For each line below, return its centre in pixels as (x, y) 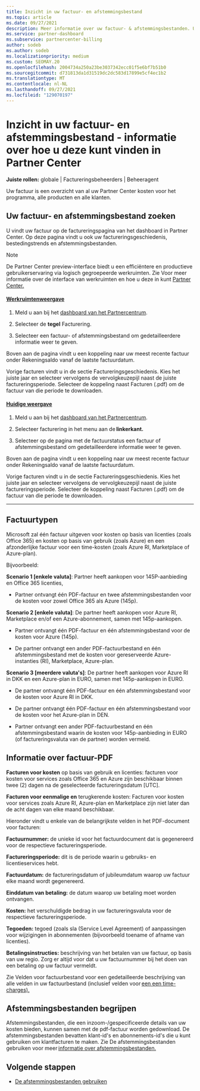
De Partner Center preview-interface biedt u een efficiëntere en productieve (99, 266)
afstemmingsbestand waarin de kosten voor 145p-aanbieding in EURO (101, 732)
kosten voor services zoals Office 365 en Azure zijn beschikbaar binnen (94, 778)
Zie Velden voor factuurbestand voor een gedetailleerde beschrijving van (96, 977)
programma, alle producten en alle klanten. (59, 197)
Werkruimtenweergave (35, 299)
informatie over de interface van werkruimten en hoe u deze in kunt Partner (99, 279)
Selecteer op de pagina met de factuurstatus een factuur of (87, 441)
